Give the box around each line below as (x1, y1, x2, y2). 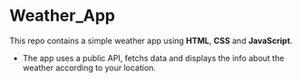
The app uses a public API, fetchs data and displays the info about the (22, 52, 285, 63)
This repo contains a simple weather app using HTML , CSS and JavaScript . (9, 35, 293, 46)
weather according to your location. (22, 62, 157, 73)
